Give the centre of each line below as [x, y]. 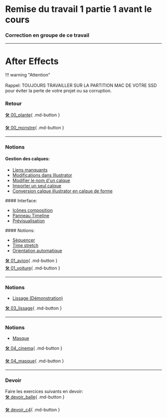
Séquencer [24, 240]
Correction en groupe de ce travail [47, 35]
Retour [13, 104]
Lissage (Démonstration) [38, 298]
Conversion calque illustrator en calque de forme [62, 191]
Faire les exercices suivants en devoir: [44, 391]
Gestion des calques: [28, 159]
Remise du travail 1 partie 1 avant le [79, 9]
